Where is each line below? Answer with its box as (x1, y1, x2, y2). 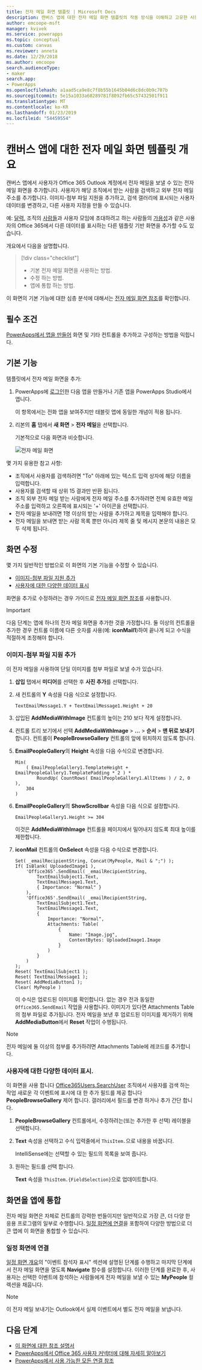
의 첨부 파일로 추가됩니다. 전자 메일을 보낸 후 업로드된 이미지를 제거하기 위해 (14, 1010, 194, 1018)
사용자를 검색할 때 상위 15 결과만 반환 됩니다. (14, 487, 120, 494)
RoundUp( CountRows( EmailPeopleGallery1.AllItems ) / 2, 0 (37, 775, 191, 781)
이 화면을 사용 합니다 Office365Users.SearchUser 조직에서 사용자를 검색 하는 (6, 1082, 191, 1089)
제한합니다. (14, 833, 41, 840)
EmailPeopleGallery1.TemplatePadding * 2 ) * (14, 770, 131, 776)
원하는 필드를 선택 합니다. (14, 1163, 75, 1170)
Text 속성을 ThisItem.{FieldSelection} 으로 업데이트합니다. (14, 1175, 158, 1183)
